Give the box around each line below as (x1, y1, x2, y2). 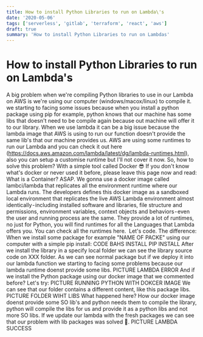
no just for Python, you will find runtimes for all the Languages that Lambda (6, 221, 194, 228)
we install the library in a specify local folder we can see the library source (6, 247, 193, 254)
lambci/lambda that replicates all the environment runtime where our (6, 182, 177, 189)
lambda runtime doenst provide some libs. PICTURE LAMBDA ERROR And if (6, 266, 195, 274)
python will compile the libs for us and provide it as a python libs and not (6, 305, 188, 313)
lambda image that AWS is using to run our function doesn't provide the (6, 130, 185, 137)
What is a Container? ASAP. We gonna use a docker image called (6, 175, 170, 183)
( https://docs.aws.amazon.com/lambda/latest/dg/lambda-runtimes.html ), (6, 150, 190, 157)
